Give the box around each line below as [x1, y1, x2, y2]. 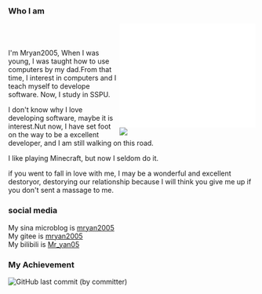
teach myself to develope [8, 82, 90, 91]
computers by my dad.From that [8, 65, 112, 74]
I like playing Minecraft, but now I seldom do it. [8, 154, 159, 163]
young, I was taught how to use [8, 56, 110, 66]
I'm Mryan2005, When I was [8, 49, 100, 58]
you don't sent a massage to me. [8, 186, 114, 195]
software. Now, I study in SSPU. [8, 90, 111, 100]
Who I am [8, 5, 45, 16]
